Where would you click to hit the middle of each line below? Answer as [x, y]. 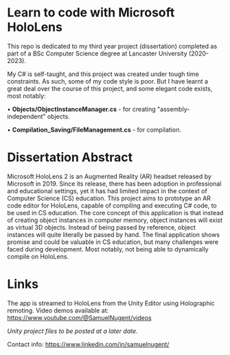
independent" [26, 116]
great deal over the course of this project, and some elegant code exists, [110, 88]
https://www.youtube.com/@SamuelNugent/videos [80, 317]
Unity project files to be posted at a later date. [73, 331]
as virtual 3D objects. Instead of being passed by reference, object [101, 227]
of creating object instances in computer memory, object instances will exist [115, 220]
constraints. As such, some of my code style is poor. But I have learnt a [107, 81]
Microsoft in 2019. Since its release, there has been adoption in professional [114, 184]
